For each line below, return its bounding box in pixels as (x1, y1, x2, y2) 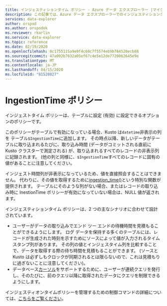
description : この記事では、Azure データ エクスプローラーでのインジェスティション (5, 12, 161, 17)
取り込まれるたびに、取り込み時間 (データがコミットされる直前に (18, 141, 152, 147)
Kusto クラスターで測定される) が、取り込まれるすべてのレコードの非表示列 (5, 148, 160, 153)
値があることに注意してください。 (5, 160, 75, 166)
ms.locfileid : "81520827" (5, 72, 59, 77)
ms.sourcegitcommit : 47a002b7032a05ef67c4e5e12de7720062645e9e (5, 53, 139, 59)
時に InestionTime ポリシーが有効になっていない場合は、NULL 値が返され (9, 189, 160, 195)
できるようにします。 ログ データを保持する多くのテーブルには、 (21, 229, 154, 235)
